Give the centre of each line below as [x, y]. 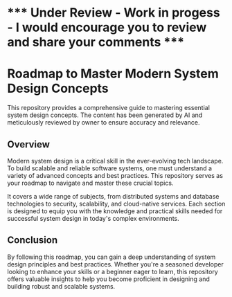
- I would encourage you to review [107, 27]
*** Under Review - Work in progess [114, 13]
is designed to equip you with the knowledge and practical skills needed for [115, 211]
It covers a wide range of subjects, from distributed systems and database [113, 196]
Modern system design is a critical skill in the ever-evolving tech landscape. [115, 161]
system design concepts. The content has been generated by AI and [105, 115]
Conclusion [33, 240]
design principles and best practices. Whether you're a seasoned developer [115, 264]
